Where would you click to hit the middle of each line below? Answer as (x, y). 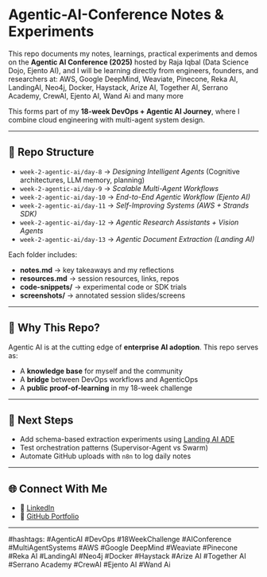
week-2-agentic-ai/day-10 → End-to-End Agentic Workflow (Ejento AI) (135, 197)
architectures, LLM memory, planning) (82, 180)
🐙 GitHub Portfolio (49, 517)
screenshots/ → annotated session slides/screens (102, 295)
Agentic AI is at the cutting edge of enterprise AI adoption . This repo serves (133, 347)
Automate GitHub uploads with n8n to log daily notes (105, 456)
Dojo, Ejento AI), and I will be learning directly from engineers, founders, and (133, 70)
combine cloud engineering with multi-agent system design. (106, 119)
